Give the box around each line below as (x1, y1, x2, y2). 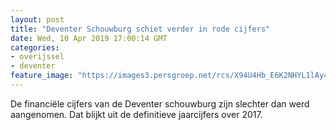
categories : (10, 42, 60, 53)
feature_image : (10, 71, 74, 81)
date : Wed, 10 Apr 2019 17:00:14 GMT (10, 33, 168, 43)
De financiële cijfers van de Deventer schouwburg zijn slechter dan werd (10, 97, 310, 110)
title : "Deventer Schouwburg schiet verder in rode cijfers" (10, 24, 271, 34)
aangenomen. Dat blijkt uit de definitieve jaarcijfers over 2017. (10, 108, 263, 120)
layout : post (10, 14, 65, 25)
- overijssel (10, 52, 65, 62)
